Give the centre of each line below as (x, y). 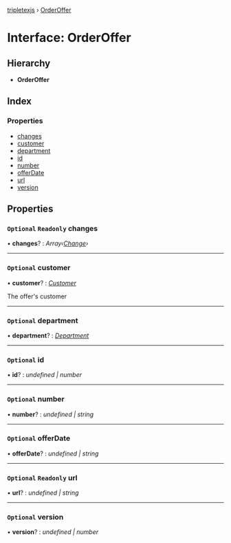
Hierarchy (29, 63)
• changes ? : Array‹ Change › (48, 243)
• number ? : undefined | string (51, 414)
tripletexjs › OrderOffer (39, 10)
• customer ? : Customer (42, 283)
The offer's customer (37, 296)
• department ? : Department (48, 335)
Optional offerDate (39, 438)
